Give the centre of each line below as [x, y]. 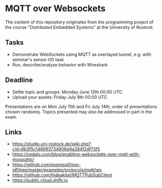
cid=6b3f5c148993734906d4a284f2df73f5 [56, 149]
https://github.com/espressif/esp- [46, 165]
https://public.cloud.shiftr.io [40, 180]
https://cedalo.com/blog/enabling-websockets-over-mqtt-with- [76, 154]
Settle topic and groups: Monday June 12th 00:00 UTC [67, 92]
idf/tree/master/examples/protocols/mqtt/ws [57, 170]
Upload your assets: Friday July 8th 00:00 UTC [60, 97]
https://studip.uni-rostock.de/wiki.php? [52, 144]
